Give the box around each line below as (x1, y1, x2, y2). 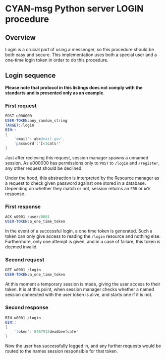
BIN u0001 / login (5, 315, 41, 320)
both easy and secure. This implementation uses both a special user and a (5, 52, 157, 58)
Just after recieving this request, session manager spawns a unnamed (5, 155, 149, 161)
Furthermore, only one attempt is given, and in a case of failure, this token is (5, 239, 161, 245)
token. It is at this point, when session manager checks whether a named (5, 287, 155, 292)
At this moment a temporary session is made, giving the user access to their (5, 281, 161, 287)
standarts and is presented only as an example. (5, 90, 105, 96)
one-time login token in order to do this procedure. (5, 57, 109, 63)
